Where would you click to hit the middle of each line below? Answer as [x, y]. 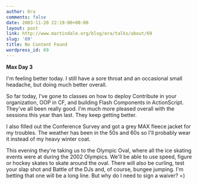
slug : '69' [20, 39]
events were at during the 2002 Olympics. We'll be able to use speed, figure [99, 157]
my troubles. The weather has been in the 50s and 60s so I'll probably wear [98, 132]
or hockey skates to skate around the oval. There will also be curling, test [95, 163]
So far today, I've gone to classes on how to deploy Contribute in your [91, 96]
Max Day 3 [20, 67]
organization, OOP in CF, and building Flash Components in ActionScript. [95, 102]
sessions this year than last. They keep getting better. [72, 115]
